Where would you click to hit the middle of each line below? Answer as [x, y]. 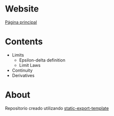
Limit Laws [30, 65]
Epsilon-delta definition [42, 60]
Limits [18, 55]
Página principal [21, 22]
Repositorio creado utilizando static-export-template [57, 108]
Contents [24, 42]
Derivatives [23, 75]
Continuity [22, 70]
